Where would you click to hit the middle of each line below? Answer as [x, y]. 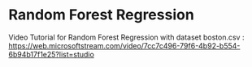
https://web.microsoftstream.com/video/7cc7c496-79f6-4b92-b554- [124, 45]
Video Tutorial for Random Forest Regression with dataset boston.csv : [126, 37]
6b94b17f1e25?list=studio [52, 54]
